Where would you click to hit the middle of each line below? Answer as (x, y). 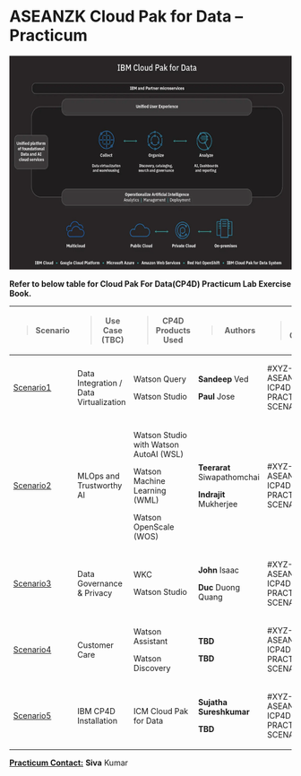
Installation (98, 720)
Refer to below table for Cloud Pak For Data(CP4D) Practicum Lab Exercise (150, 283)
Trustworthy (100, 486)
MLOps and (99, 476)
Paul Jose (217, 396)
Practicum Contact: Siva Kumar (69, 763)
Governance (100, 583)
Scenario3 (32, 583)
